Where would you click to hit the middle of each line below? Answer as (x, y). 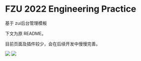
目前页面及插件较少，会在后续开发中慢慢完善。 (53, 44)
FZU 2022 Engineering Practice (71, 9)
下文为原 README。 (26, 33)
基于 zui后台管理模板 (26, 23)
